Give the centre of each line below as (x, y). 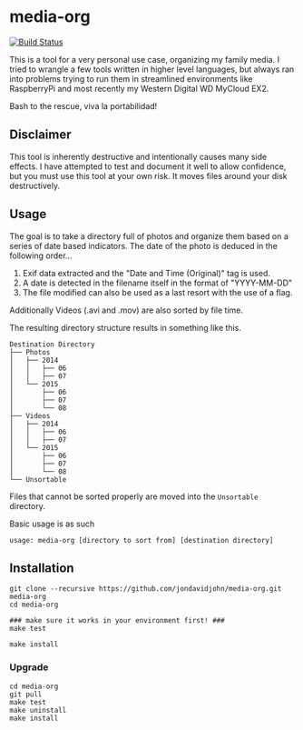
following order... (41, 255)
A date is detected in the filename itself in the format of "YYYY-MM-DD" (157, 283)
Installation (42, 568)
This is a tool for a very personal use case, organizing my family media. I (144, 59)
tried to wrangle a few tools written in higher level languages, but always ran (152, 69)
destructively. (35, 185)
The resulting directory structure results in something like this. (126, 327)
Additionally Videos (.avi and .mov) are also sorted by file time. (126, 310)
